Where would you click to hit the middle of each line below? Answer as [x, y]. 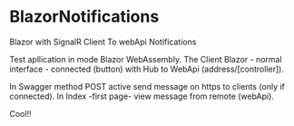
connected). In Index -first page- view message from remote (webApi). [142, 96]
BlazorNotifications [84, 17]
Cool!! [20, 113]
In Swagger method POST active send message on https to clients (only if [147, 86]
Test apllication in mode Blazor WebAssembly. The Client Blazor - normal [146, 59]
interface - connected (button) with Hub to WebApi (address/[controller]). [147, 69]
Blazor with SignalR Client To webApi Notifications [103, 42]
